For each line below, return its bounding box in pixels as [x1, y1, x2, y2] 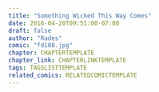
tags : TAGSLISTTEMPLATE [8, 64, 88, 72]
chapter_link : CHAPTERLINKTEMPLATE [8, 57, 127, 65]
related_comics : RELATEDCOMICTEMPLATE [8, 71, 137, 79]
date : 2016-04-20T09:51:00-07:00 [8, 19, 120, 27]
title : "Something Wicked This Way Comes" [8, 11, 152, 20]
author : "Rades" [8, 34, 62, 42]
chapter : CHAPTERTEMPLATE [8, 49, 94, 57]
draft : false [8, 26, 52, 34]
